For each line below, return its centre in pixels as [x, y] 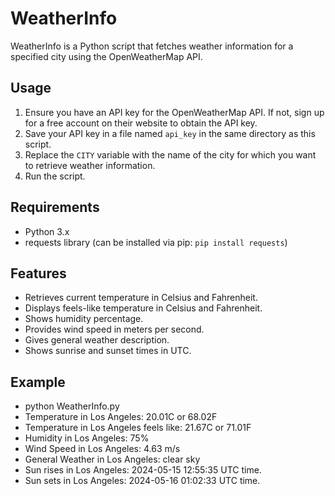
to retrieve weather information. [90, 165]
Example [38, 382]
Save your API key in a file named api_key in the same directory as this [170, 133]
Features [38, 273]
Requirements [55, 207]
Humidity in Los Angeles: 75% [87, 438]
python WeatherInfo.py [72, 406]
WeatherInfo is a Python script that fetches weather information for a [152, 46]
